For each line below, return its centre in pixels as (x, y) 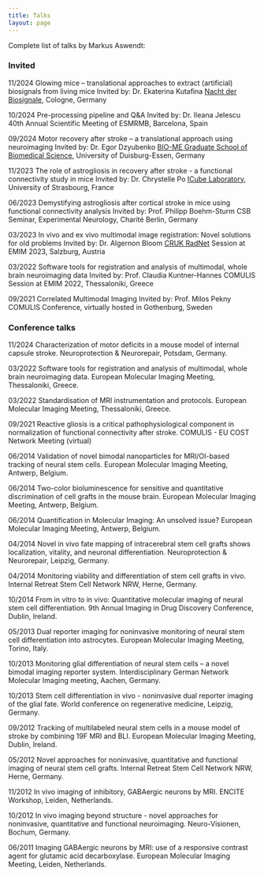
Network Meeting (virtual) (50, 441)
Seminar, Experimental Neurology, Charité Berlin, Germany (103, 219)
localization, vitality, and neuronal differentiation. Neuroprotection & (117, 552)
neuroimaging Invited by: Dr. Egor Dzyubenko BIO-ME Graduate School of (128, 147)
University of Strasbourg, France (61, 187)
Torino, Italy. (28, 648)
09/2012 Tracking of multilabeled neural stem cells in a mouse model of (124, 728)
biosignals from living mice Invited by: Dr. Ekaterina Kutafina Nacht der (123, 91)
